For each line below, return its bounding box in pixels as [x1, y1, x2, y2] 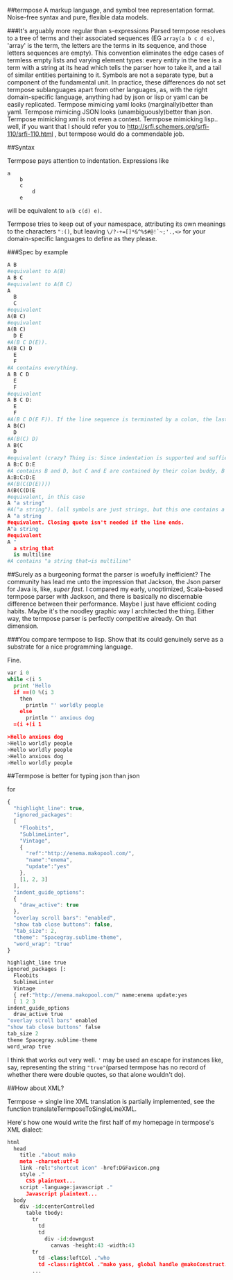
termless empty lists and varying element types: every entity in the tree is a [7, 56, 222, 64]
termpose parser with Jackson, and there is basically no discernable [7, 593, 203, 601]
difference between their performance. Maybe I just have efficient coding [7, 599, 217, 608]
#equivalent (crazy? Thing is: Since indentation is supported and [7, 455, 207, 462]
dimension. [7, 622, 40, 630]
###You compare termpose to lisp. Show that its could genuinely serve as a [7, 635, 224, 644]
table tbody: [25, 1209, 64, 1217]
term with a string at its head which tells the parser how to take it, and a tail [7, 64, 222, 71]
